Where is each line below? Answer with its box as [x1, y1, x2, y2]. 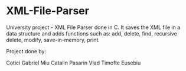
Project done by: [6, 47, 46, 54]
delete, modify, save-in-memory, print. [6, 36, 100, 43]
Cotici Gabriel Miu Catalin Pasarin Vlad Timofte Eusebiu [6, 59, 141, 66]
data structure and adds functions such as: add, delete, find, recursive [6, 30, 177, 37]
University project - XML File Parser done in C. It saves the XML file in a [6, 24, 181, 31]
